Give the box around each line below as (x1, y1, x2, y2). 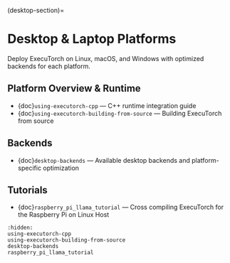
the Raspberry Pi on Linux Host (17, 210, 110, 219)
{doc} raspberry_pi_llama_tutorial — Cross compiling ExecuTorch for (17, 203, 224, 212)
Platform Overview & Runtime (7, 82, 141, 95)
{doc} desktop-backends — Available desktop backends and (17, 156, 191, 164)
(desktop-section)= (7, 6, 65, 14)
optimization (42, 163, 80, 172)
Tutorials (7, 184, 48, 196)
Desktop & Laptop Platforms (7, 31, 177, 47)
